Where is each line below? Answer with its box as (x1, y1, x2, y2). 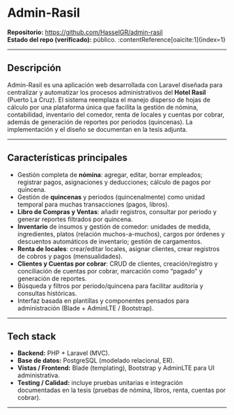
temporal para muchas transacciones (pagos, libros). (17, 200, 169, 209)
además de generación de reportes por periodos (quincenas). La (7, 117, 193, 126)
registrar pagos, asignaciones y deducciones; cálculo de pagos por (17, 178, 211, 186)
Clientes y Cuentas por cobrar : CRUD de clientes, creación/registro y (17, 259, 218, 268)
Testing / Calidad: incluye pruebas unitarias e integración (17, 379, 183, 387)
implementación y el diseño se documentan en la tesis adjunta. (7, 125, 188, 133)
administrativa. (17, 371, 61, 379)
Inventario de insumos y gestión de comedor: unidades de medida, (17, 222, 211, 231)
